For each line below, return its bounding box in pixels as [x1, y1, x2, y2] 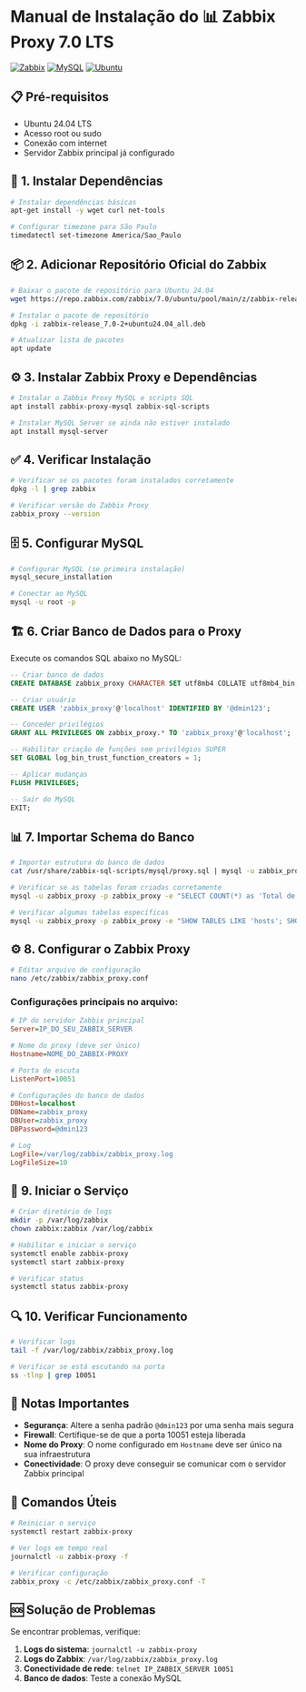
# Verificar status [10, 1274, 84, 1283]
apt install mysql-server [10, 427, 108, 436]
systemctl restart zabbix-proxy [10, 1527, 133, 1536]
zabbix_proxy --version [10, 509, 101, 519]
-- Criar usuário [10, 695, 76, 704]
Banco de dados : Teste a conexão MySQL [23, 1673, 183, 1684]
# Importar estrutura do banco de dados [10, 858, 166, 868]
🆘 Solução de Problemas [10, 1602, 156, 1617]
